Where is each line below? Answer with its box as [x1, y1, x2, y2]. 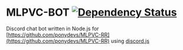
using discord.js [110, 37, 149, 44]
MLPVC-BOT [6, 6, 70, 19]
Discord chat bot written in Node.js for [6, 25, 99, 32]
